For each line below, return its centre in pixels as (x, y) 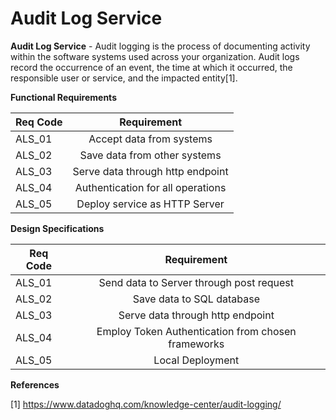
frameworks (196, 344)
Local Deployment (196, 360)
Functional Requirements (63, 97)
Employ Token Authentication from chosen (196, 331)
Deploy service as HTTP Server (150, 204)
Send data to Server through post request (196, 282)
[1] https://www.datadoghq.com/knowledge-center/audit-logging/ (146, 404)
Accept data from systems (150, 139)
